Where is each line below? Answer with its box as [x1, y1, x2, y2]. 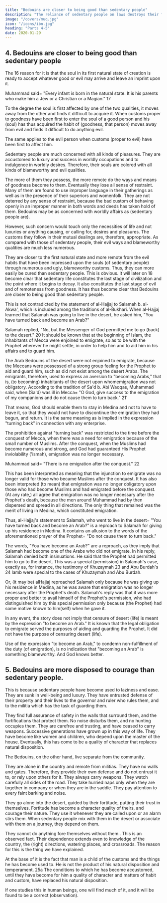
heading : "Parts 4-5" [5, 26, 50, 31]
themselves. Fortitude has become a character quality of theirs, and [5, 805, 144, 811]
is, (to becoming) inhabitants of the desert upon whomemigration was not [5, 379, 156, 385]
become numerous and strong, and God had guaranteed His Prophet [5, 446, 146, 451]
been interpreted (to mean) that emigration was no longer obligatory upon [5, 481, 157, 487]
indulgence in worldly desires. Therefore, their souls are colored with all [5, 162, 152, 168]
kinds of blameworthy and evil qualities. [5, 167, 86, 173]
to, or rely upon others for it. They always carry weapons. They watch [5, 774, 148, 780]
